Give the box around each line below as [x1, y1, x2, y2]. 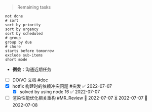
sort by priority [5, 22, 41, 27]
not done [5, 14, 23, 19]
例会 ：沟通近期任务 [12, 66, 52, 72]
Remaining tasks [17, 4, 51, 10]
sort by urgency [5, 27, 38, 32]
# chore [5, 44, 21, 49]
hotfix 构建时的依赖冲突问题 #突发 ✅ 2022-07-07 [12, 83, 112, 89]
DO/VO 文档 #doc [12, 77, 48, 83]
